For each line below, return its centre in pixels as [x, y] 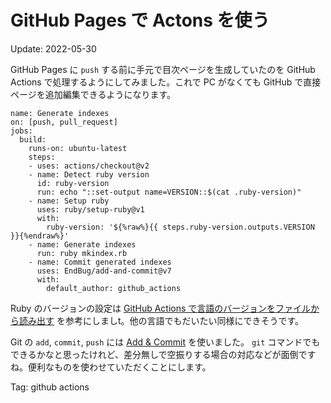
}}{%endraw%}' [40, 236]
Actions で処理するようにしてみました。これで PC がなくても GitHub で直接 [166, 82]
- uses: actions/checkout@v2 [89, 166]
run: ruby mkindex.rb [82, 253]
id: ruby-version [73, 183]
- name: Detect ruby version [89, 174]
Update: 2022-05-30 [53, 48]
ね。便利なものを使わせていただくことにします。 [111, 367]
